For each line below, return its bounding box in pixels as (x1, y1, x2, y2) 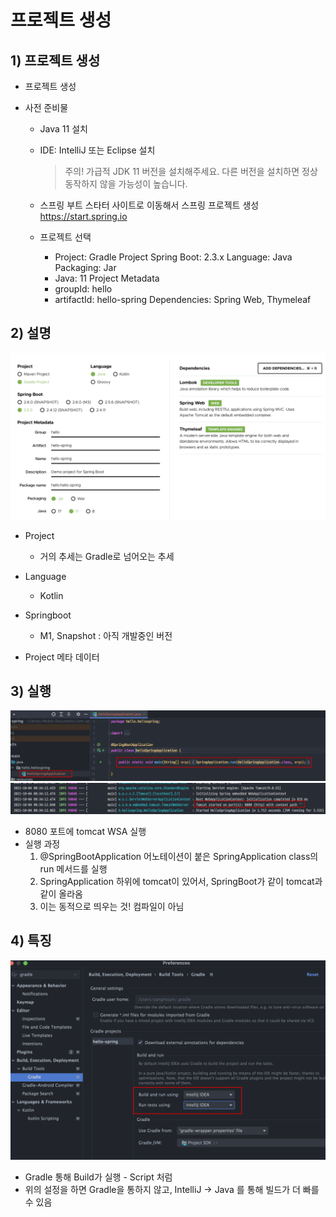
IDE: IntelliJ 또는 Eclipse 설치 (39, 144, 156, 156)
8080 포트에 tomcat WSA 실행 (24, 825, 147, 837)
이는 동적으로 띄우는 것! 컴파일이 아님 (39, 900, 185, 912)
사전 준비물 (24, 102, 69, 113)
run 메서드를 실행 (39, 862, 108, 875)
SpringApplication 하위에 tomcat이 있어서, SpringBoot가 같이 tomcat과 (39, 875, 323, 887)
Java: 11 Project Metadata (54, 272, 160, 284)
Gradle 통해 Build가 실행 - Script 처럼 (24, 1171, 173, 1183)
